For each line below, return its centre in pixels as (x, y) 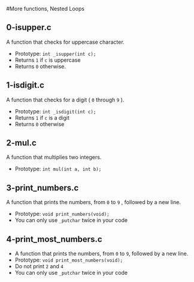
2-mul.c (22, 143)
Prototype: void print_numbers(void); (62, 214)
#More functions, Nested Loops (46, 9)
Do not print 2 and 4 (39, 266)
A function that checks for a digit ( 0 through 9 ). (65, 100)
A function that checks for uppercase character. (65, 42)
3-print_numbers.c (43, 187)
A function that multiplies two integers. (54, 157)
